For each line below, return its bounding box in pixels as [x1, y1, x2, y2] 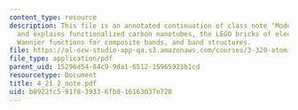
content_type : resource [9, 12, 98, 22]
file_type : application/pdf [9, 54, 114, 63]
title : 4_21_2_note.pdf [9, 79, 98, 88]
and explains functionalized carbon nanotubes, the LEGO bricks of [17, 29, 272, 38]
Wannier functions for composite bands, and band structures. [17, 37, 252, 47]
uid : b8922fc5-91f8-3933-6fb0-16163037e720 [9, 87, 173, 96]
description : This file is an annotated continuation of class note [9, 21, 268, 30]
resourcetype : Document [9, 71, 98, 80]
